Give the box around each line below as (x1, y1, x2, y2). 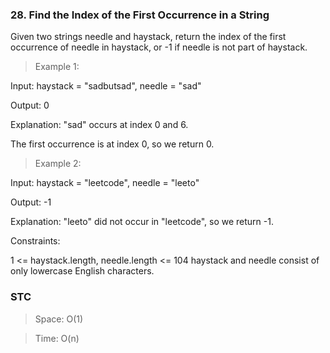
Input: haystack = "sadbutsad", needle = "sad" (10, 80, 202, 92)
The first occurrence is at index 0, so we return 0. (10, 138, 215, 150)
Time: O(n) (34, 332, 80, 344)
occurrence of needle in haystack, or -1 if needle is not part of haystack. (10, 41, 308, 53)
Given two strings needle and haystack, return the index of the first (10, 31, 287, 43)
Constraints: (10, 235, 61, 247)
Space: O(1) (34, 313, 84, 325)
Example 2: (34, 158, 82, 170)
